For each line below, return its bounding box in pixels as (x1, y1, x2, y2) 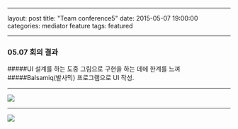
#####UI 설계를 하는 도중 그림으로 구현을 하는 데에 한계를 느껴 (7, 64, 181, 73)
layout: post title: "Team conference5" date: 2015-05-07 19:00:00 (7, 14, 198, 22)
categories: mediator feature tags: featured (7, 22, 133, 30)
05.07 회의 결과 (7, 47, 58, 57)
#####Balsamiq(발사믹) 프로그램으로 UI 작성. (7, 74, 135, 82)
